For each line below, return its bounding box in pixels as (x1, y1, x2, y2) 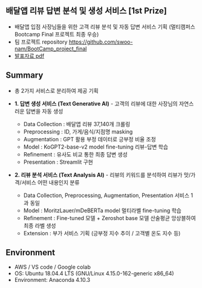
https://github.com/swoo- (68, 38, 133, 45)
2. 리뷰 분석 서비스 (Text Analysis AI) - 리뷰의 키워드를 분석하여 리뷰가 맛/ (14, 171, 191, 178)
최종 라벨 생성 (23, 222, 56, 229)
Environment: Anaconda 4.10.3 (14, 276, 91, 284)
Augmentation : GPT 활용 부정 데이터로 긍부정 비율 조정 (23, 135, 157, 142)
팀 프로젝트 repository (14, 38, 68, 45)
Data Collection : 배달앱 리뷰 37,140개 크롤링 (23, 120, 131, 127)
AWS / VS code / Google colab (14, 263, 91, 271)
